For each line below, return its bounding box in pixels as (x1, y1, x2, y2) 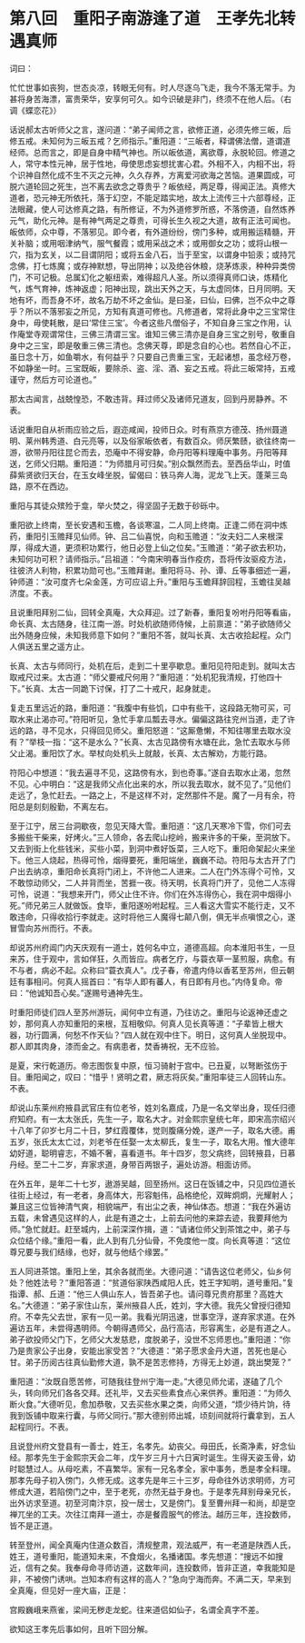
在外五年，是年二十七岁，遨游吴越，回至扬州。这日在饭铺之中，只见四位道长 (9, 1178, 296, 1189)
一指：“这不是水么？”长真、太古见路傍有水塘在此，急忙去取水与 (44, 736, 283, 747)
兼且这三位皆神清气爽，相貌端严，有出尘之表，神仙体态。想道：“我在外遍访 (9, 1200, 292, 1211)
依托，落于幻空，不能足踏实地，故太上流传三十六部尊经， (72, 192, 288, 203)
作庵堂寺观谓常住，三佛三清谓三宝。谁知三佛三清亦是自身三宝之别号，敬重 (9, 328, 288, 339)
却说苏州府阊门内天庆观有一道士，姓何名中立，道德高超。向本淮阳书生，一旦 (9, 941, 296, 952)
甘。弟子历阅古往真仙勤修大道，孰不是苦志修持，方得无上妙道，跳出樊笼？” (9, 1356, 292, 1368)
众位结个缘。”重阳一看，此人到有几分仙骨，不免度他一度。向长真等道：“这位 (9, 1235, 291, 1246)
